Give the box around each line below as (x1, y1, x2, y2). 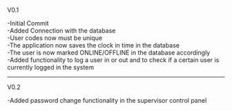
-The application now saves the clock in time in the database (7, 41, 180, 49)
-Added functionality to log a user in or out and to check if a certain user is (7, 56, 220, 64)
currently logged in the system (7, 63, 95, 71)
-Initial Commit (7, 19, 50, 27)
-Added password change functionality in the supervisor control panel (7, 97, 207, 104)
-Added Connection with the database (7, 27, 116, 34)
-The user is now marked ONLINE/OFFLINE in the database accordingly (7, 48, 211, 57)
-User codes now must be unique (7, 34, 102, 42)
